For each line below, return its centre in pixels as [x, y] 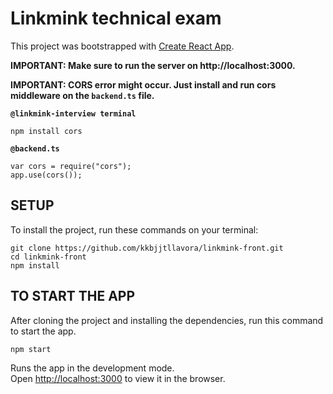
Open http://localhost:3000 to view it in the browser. [118, 378]
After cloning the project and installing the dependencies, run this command [167, 320]
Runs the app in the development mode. [92, 368]
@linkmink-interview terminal [73, 113]
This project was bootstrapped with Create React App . [122, 46]
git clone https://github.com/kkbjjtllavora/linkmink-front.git [147, 248]
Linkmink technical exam [116, 18]
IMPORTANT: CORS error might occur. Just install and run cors [143, 84]
